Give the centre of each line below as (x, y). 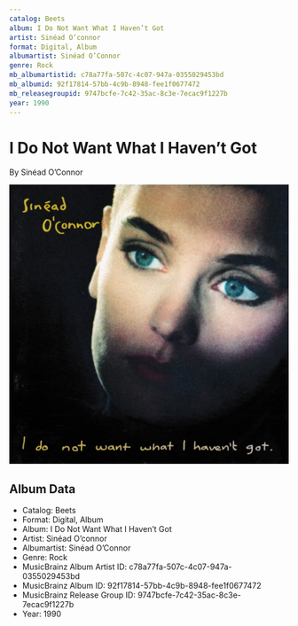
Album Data (43, 489)
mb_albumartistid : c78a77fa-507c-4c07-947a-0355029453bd (117, 75)
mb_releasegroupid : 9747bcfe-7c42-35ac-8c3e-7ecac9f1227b (118, 93)
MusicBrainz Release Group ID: (78, 595)
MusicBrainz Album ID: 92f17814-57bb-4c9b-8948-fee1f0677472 (141, 586)
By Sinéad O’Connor (46, 172)
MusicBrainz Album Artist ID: (74, 567)
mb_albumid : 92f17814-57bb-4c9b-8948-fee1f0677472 (105, 84)
